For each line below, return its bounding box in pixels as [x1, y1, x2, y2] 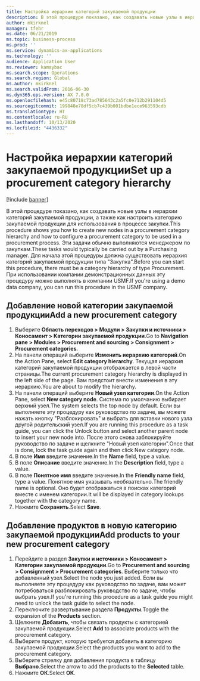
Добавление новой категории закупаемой [6, 301, 174, 311]
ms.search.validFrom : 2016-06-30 [6, 86, 89, 92]
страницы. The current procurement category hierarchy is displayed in [14, 370, 187, 377]
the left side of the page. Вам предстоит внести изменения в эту [14, 376, 177, 383]
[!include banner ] [6, 196, 49, 203]
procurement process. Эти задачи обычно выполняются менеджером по [6, 239, 190, 246]
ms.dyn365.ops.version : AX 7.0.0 [6, 92, 89, 98]
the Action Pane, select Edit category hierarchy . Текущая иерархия [14, 357, 183, 364]
